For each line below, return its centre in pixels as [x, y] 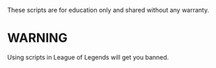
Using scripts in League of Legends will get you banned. [88, 57]
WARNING [37, 38]
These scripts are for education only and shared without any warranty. [108, 10]
